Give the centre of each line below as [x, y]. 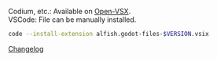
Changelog [26, 48]
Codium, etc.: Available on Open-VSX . [70, 11]
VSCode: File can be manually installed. [72, 20]
